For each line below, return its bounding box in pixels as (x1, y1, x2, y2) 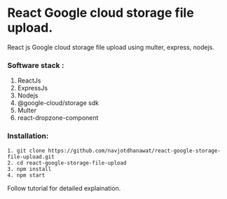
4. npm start (7, 172, 46, 179)
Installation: (7, 131, 49, 141)
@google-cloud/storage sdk (17, 99, 99, 107)
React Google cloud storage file (7, 5, 194, 21)
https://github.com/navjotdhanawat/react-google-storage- (48, 147, 221, 154)
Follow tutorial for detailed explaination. (7, 184, 121, 192)
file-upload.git (7, 153, 55, 160)
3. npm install (7, 165, 52, 172)
